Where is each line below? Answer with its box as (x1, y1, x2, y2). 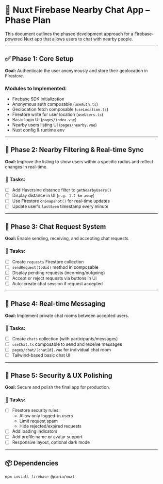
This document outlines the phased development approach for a (5, 31, 133, 37)
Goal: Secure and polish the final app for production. (5, 384, 111, 390)
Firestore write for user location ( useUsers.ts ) (12, 112, 103, 117)
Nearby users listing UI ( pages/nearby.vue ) (12, 122, 97, 128)
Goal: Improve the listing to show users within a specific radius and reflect (5, 158, 154, 165)
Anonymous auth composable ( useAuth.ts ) (12, 101, 98, 107)
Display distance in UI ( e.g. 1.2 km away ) (12, 192, 95, 199)
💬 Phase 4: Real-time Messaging (5, 299, 106, 308)
